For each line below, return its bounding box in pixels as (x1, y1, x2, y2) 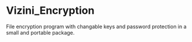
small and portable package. (6, 29, 75, 36)
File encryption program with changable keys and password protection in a (6, 23, 187, 30)
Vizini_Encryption (6, 4, 95, 17)
